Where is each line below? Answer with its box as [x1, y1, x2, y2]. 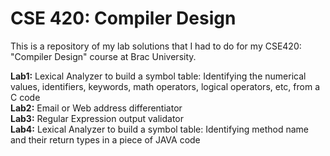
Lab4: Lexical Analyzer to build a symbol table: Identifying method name [10, 123, 309, 135]
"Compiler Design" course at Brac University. [10, 50, 197, 62]
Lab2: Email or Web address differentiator [10, 102, 183, 114]
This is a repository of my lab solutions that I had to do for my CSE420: [10, 40, 302, 52]
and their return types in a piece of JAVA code [10, 133, 201, 146]
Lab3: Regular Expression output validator [10, 112, 185, 124]
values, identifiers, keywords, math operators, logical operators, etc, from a [10, 80, 320, 92]
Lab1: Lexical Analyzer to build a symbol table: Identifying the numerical [10, 70, 307, 82]
